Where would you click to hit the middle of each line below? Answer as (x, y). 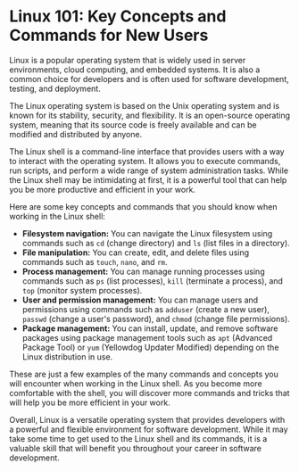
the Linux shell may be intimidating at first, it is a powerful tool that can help (148, 179)
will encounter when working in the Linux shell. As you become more (136, 383)
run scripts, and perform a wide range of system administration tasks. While (149, 170)
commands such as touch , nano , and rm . (95, 261)
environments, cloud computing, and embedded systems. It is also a (135, 70)
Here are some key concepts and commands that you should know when (144, 206)
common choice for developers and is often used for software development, (149, 79)
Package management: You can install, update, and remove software (150, 328)
